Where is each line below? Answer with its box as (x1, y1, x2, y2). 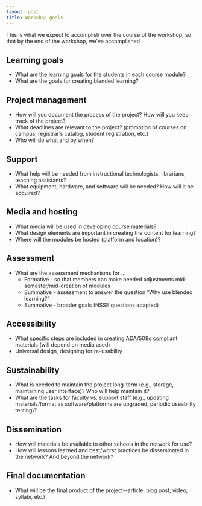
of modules (82, 282, 110, 289)
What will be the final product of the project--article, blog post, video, (14, 487, 188, 494)
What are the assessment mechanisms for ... (14, 269, 126, 277)
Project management (6, 95, 87, 105)
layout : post (6, 8, 39, 15)
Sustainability (6, 365, 60, 375)
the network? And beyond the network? (14, 453, 113, 460)
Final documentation (6, 470, 86, 481)
